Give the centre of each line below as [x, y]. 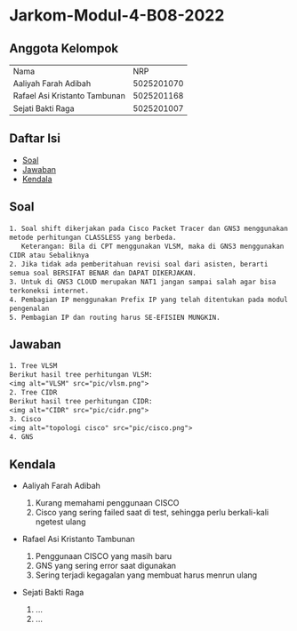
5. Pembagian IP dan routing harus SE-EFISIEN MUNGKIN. [115, 317]
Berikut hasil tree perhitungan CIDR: [81, 402]
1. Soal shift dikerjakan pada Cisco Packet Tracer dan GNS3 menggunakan [149, 228]
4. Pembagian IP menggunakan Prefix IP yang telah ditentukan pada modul [149, 300]
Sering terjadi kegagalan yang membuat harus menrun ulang [146, 575]
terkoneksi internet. [49, 291]
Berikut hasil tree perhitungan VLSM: [81, 375]
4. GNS [21, 437]
